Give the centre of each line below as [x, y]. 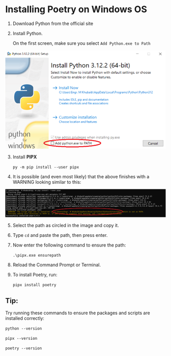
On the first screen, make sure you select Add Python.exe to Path [82, 43]
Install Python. [28, 33]
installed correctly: [25, 318]
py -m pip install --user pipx [46, 167]
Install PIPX [25, 157]
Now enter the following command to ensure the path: [69, 245]
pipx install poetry [34, 285]
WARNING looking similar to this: [47, 182]
